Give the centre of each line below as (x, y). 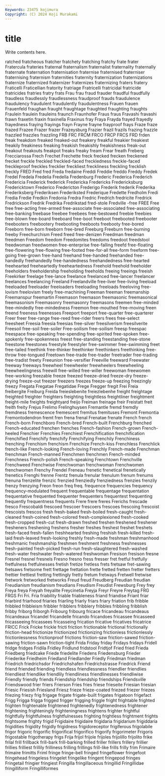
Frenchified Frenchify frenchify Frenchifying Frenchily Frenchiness (72, 439)
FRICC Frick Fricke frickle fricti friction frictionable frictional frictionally (77, 627)
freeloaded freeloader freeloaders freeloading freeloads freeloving (72, 287)
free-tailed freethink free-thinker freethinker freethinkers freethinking (75, 350)
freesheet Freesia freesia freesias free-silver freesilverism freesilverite (76, 324)
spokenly (14, 339)
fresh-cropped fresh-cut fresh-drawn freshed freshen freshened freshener (81, 522)
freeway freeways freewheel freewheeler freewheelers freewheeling (74, 366)
